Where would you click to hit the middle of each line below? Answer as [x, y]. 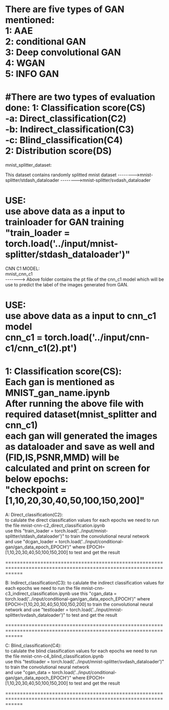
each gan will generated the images [81, 436]
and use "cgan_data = [28, 672]
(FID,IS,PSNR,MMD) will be [62, 458]
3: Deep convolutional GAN [63, 52]
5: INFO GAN [32, 74]
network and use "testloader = [37, 610]
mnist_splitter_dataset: [29, 165]
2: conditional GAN [46, 42]
